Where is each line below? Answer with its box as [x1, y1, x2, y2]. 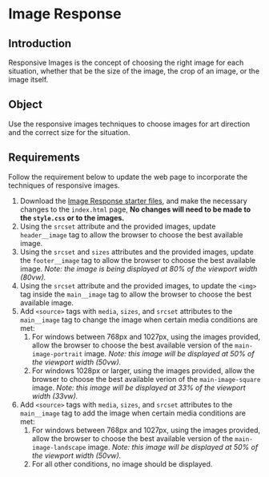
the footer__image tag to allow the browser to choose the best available [19, 255, 256, 264]
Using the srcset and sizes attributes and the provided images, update [19, 247, 254, 256]
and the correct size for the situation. [8, 127, 130, 137]
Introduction [8, 37, 72, 50]
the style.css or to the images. [19, 213, 125, 222]
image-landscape [31, 443, 86, 451]
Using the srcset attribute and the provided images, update [19, 221, 216, 231]
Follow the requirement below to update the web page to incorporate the [8, 172, 248, 181]
